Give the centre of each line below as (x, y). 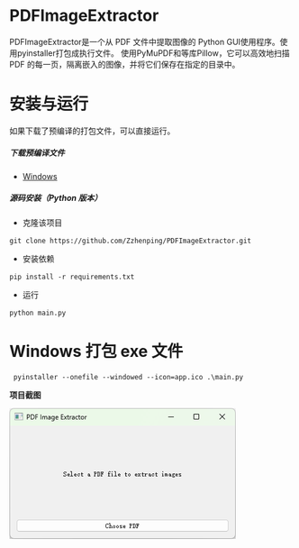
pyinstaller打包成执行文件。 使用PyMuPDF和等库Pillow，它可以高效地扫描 (153, 53)
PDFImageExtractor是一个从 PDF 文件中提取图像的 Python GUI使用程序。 (145, 41)
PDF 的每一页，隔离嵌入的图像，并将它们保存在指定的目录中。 (125, 64)
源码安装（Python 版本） (56, 198)
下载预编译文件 (37, 153)
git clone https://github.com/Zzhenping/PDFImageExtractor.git (131, 241)
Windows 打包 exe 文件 (96, 352)
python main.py (38, 313)
